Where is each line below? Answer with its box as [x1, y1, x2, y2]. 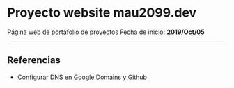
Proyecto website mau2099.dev [7, 5, 197, 21]
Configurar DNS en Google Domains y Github [17, 73, 148, 81]
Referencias [7, 54, 61, 67]
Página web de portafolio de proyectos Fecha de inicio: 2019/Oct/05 [7, 28, 205, 36]
